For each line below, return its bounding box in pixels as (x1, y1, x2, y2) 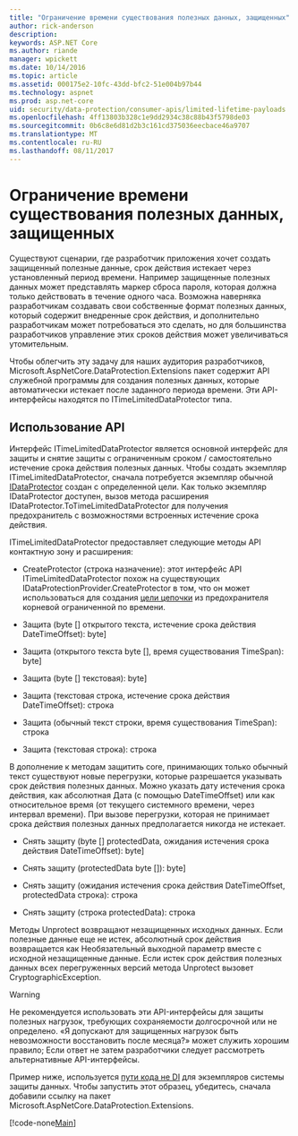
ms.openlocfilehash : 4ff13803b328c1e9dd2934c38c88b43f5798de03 (9, 113, 251, 122)
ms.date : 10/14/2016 (9, 64, 87, 73)
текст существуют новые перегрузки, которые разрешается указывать (9, 771, 283, 782)
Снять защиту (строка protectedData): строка (21, 907, 196, 918)
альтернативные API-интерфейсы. (9, 1054, 140, 1065)
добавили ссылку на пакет (9, 1090, 112, 1102)
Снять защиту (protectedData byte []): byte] (21, 863, 186, 874)
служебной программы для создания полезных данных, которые (9, 374, 260, 385)
